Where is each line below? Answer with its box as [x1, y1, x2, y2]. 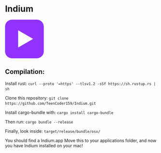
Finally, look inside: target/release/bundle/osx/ [5, 128, 101, 134]
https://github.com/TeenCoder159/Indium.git [5, 101, 96, 106]
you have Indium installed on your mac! [5, 142, 83, 148]
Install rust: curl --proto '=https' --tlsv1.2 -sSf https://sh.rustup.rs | [5, 81, 156, 86]
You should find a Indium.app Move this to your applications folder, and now [5, 138, 157, 143]
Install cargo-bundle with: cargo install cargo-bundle [5, 110, 114, 115]
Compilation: [5, 68, 45, 76]
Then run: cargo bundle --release [5, 119, 73, 125]
